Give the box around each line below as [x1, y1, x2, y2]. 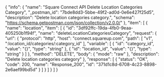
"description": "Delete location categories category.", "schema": [5, 15, 135, 20]
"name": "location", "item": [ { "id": [5, 25, 75, 31]
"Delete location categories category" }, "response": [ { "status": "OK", [5, 56, 149, 62]
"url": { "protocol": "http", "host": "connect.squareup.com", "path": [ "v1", [5, 35, 154, 41]
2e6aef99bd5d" [5, 67, 38, 73]
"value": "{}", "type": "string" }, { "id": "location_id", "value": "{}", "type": [5, 46, 152, 51]
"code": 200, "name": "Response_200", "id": [5, 61, 95, 67]
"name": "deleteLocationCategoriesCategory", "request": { [38, 30, 157, 36]
